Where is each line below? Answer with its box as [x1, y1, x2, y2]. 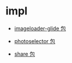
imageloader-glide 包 [14, 25, 66, 32]
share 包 [14, 50, 35, 58]
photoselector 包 [14, 37, 56, 44]
